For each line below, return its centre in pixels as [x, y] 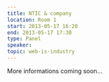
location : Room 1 [32, 20]
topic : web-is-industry [41, 52]
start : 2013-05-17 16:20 [43, 26]
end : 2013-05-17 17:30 [39, 32]
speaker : [20, 45]
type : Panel [24, 39]
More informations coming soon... [55, 71]
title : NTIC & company [39, 13]
